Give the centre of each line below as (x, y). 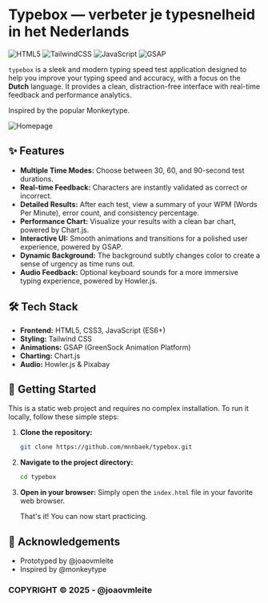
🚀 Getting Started (52, 389)
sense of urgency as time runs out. (77, 264)
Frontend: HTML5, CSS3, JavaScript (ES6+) (93, 330)
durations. (36, 178)
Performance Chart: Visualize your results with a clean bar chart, (128, 221)
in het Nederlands (69, 32)
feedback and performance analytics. (70, 94)
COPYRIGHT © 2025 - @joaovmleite (80, 589)
